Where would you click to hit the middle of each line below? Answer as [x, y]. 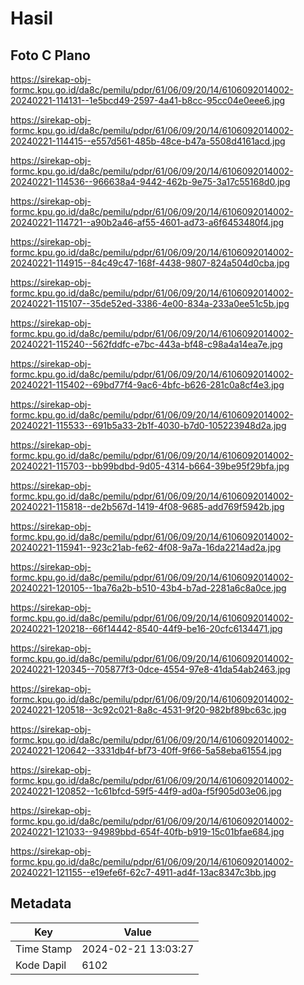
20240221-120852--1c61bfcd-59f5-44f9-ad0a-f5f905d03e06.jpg [146, 791]
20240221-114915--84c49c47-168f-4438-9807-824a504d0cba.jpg [150, 263]
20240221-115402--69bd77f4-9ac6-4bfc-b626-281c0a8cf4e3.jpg [147, 385]
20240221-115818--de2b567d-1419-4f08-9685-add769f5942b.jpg [147, 506]
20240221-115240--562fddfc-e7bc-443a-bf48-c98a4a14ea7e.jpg [146, 344]
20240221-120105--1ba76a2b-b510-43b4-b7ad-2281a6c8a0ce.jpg [148, 588]
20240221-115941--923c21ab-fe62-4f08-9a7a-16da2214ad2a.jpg [146, 547]
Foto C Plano [50, 55]
